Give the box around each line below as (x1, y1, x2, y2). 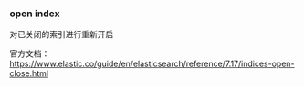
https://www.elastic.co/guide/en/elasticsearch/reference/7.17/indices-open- (9, 58, 295, 70)
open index (9, 7, 60, 20)
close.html (9, 68, 48, 79)
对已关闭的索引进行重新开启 (9, 29, 114, 40)
